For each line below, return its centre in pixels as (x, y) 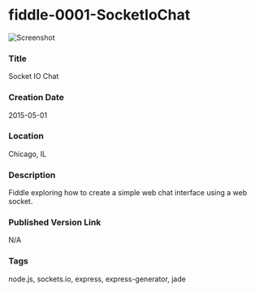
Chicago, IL (28, 154)
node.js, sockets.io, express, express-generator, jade (97, 279)
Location (26, 136)
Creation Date (37, 98)
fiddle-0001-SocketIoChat (99, 15)
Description (32, 175)
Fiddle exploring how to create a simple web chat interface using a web (128, 193)
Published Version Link (55, 223)
